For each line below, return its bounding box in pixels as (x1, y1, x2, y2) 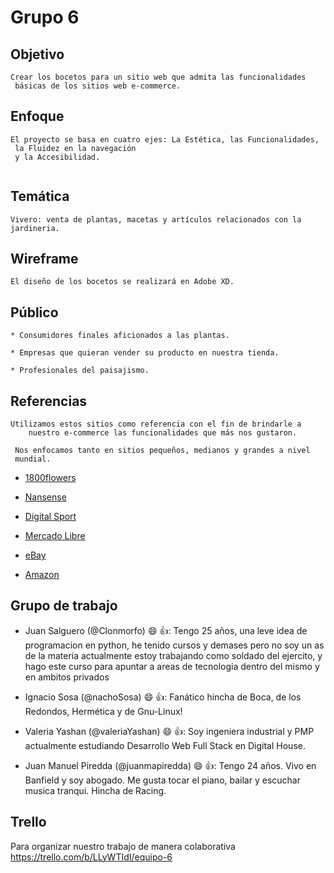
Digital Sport (24, 511, 77, 523)
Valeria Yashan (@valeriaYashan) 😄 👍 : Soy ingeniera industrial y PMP (24, 725, 315, 737)
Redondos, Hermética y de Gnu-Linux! (24, 705, 183, 717)
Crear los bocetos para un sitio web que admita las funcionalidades (10, 72, 307, 82)
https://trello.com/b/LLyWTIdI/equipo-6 (10, 851, 173, 863)
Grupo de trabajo (10, 597, 118, 615)
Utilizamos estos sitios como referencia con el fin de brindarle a (10, 419, 302, 430)
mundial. (14, 454, 52, 465)
